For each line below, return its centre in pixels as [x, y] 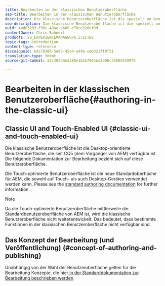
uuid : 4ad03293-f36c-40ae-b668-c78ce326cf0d [52, 28]
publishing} [23, 256]
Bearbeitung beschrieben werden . [40, 278]
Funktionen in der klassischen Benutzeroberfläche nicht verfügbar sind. [78, 225]
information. [18, 189]
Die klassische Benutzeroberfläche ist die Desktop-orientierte [68, 148]
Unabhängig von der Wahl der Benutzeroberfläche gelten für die [71, 268]
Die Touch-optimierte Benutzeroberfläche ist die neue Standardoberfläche [81, 173]
